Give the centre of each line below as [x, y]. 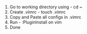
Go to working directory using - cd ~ [46, 7]
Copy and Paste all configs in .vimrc [45, 17]
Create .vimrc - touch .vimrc [38, 12]
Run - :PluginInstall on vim [36, 22]
